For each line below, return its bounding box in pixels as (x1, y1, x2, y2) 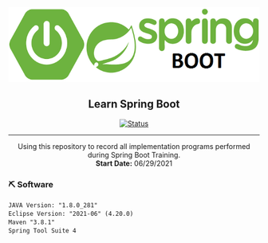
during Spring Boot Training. (87, 150, 181, 159)
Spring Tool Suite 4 (8, 227, 77, 235)
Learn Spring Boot (88, 97, 180, 111)
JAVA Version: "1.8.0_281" (8, 202, 98, 210)
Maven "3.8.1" (8, 218, 56, 226)
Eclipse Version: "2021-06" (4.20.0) (8, 210, 134, 218)
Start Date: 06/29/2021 (95, 159, 173, 168)
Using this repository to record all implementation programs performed (18, 141, 250, 151)
